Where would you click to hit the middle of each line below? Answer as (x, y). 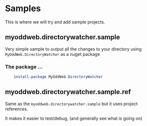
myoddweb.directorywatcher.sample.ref (68, 92)
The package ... (24, 67)
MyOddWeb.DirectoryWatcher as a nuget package (53, 54)
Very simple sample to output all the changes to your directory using (73, 49)
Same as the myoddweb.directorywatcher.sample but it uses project (71, 104)
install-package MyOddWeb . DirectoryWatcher (58, 77)
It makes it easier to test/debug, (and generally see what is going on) (74, 118)
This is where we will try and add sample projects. (55, 22)
